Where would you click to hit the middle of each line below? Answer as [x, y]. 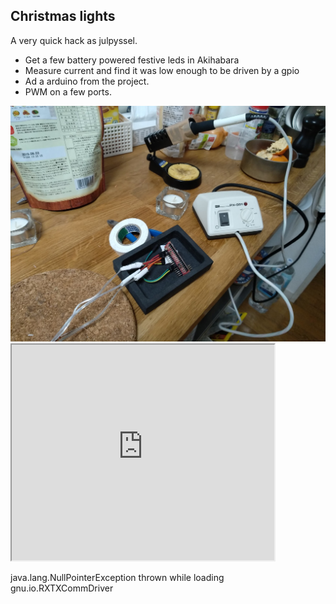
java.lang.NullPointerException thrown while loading [117, 578]
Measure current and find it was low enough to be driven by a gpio [162, 70]
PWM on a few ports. [68, 91]
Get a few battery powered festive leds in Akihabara [132, 60]
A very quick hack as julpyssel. [74, 40]
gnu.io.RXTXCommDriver [62, 588]
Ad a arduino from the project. [87, 81]
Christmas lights [63, 16]
